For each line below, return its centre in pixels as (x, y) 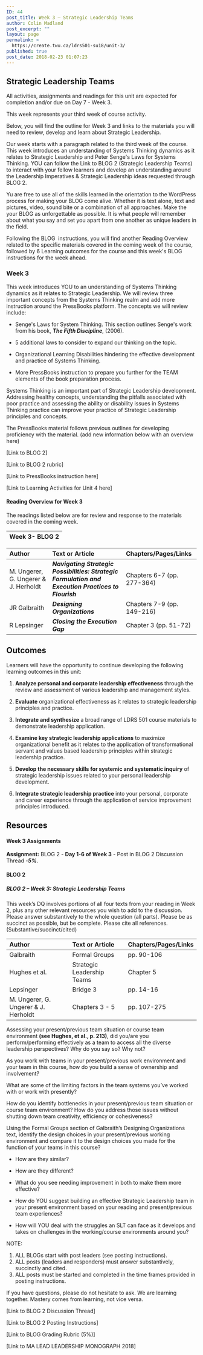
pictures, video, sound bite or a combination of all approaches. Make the (97, 207)
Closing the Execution (85, 621)
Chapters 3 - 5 (94, 1007)
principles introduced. (42, 806)
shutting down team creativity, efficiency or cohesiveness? (79, 1116)
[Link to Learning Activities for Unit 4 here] (59, 488)
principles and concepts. (37, 416)
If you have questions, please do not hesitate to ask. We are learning (92, 1293)
